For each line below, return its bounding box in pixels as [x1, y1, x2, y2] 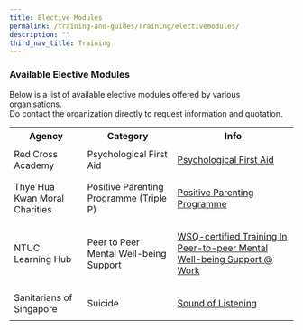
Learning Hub [14, 252, 72, 265]
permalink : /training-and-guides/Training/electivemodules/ [9, 22, 241, 31]
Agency [29, 129, 63, 142]
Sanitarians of [14, 291, 73, 304]
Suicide [87, 297, 119, 309]
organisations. [9, 99, 62, 109]
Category [106, 129, 149, 142]
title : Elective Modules [9, 13, 103, 23]
